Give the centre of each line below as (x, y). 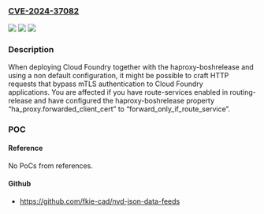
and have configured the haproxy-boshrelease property (125, 100)
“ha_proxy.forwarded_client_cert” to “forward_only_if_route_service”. (119, 109)
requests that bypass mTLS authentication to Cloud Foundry (106, 84)
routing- (243, 92)
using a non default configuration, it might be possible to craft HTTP (119, 75)
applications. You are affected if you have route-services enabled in (118, 92)
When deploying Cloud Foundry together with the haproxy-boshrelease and (131, 67)
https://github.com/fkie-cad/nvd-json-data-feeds (100, 201)
